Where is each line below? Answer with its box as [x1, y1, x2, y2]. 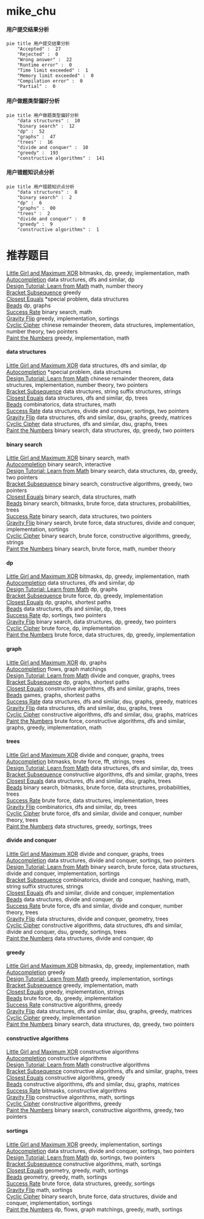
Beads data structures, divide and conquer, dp [6, 895, 123, 902]
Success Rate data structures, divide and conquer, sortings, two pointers [6, 407, 189, 414]
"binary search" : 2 [17, 194, 72, 200]
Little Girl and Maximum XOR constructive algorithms [6, 1048, 139, 1055]
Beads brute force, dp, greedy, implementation [6, 995, 124, 1002]
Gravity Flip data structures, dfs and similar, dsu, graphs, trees [6, 704, 163, 711]
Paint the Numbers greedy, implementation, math [6, 334, 130, 342]
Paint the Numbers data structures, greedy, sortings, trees [6, 822, 152, 830]
